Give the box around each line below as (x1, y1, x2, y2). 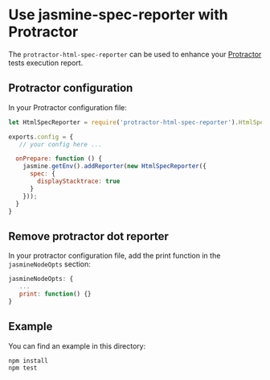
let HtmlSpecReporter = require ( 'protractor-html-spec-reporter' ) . (8, 118, 239, 126)
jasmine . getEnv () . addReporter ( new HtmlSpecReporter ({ (22, 163, 207, 171)
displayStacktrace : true (37, 177, 121, 185)
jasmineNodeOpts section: (8, 259, 91, 269)
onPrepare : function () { (15, 155, 103, 163)
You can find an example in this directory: (8, 341, 146, 351)
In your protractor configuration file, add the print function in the (8, 251, 221, 261)
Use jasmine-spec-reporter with (8, 6, 228, 24)
